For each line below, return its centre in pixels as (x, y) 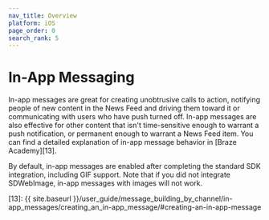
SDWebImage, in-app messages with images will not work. (106, 183)
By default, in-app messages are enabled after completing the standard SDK (134, 166)
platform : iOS (32, 23)
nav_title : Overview (43, 16)
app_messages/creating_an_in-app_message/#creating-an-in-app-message (135, 207)
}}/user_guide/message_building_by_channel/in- (153, 199)
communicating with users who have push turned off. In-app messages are (132, 117)
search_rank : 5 (34, 38)
